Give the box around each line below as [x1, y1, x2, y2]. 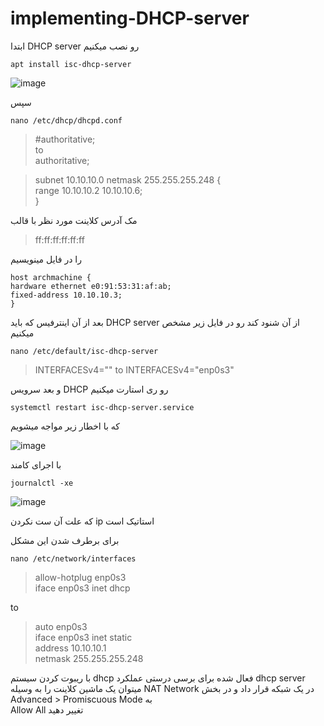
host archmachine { [10, 272, 92, 282]
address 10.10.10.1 [34, 642, 107, 654]
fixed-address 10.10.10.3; [10, 290, 123, 300]
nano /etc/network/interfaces [10, 553, 137, 564]
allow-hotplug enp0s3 [34, 571, 127, 583]
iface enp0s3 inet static [34, 631, 133, 643]
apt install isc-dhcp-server [10, 59, 132, 69]
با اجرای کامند [10, 458, 62, 471]
